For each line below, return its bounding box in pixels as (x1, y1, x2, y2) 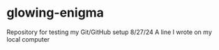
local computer (6, 35, 50, 43)
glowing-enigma (6, 5, 104, 21)
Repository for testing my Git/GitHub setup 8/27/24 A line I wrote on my (6, 28, 212, 36)
